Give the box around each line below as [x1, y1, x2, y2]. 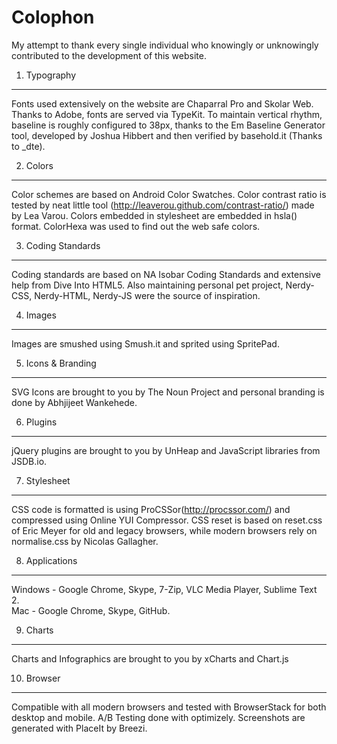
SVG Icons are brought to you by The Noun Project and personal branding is [11, 386, 325, 398]
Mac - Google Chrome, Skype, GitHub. [11, 604, 171, 616]
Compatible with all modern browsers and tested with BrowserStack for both [11, 701, 327, 713]
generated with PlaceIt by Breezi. [11, 722, 148, 734]
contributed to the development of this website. [11, 49, 207, 61]
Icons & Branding [25, 357, 97, 369]
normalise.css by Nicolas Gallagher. [11, 535, 159, 547]
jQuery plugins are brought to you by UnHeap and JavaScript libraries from [11, 444, 321, 456]
